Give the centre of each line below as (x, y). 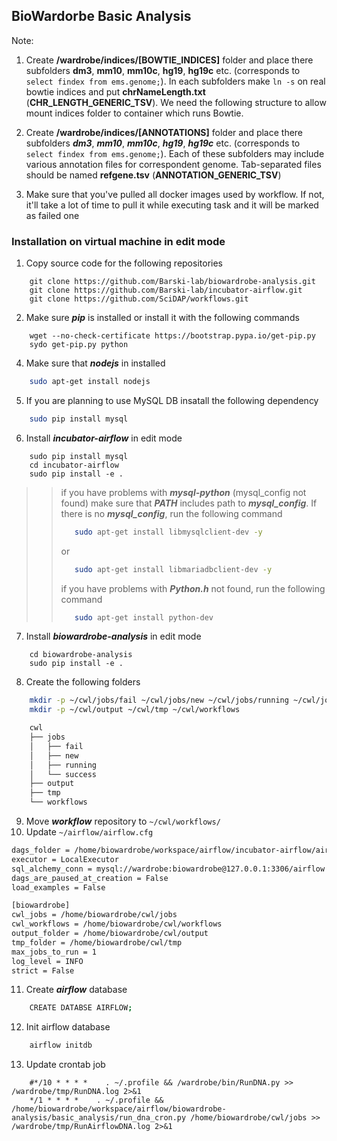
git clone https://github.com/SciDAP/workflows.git (139, 299)
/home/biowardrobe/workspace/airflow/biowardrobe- (119, 1109)
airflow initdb (61, 1045)
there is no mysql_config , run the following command (171, 513)
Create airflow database (76, 990)
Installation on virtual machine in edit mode (118, 241)
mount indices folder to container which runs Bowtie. (134, 113)
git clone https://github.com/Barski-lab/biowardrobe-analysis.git (172, 282)
